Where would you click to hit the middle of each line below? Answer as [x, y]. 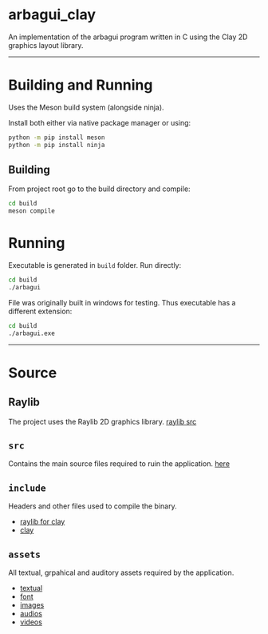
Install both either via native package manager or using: [100, 122]
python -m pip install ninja [57, 145]
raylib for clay [42, 522]
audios [31, 614]
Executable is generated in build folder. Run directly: [95, 265]
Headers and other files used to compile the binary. [93, 506]
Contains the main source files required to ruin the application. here [119, 464]
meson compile [32, 211]
